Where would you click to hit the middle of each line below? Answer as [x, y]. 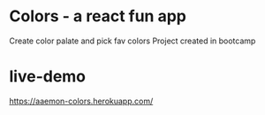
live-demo [48, 77]
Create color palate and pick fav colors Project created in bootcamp [132, 41]
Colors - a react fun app [98, 16]
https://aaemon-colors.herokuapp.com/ [81, 101]
